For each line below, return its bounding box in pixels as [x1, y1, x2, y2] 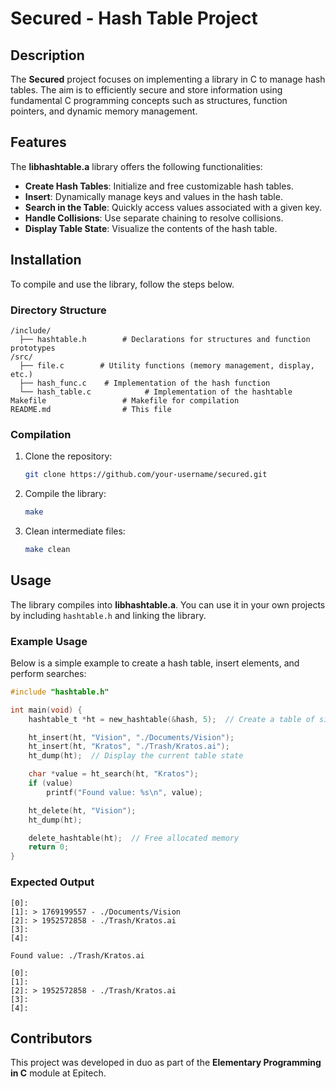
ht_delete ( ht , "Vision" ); [28, 805, 137, 816]
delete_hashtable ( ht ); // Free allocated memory [28, 833, 240, 843]
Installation [10, 252, 82, 269]
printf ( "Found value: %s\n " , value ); [46, 787, 203, 797]
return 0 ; [28, 842, 70, 852]
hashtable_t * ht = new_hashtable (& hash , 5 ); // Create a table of [28, 714, 315, 724]
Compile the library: [24, 488, 107, 500]
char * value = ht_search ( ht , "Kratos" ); [28, 769, 199, 779]
